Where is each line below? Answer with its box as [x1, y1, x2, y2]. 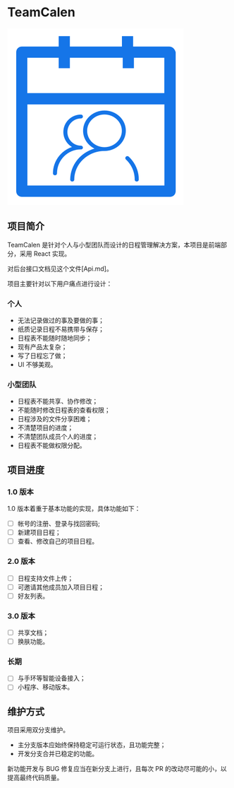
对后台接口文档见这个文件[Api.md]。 [7, 264, 113, 273]
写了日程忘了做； [17, 351, 68, 360]
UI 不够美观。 [17, 360, 57, 369]
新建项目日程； [17, 528, 61, 537]
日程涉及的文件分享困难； [17, 415, 92, 423]
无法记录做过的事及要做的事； [17, 316, 104, 325]
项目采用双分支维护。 [7, 726, 69, 734]
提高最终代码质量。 [7, 773, 63, 782]
